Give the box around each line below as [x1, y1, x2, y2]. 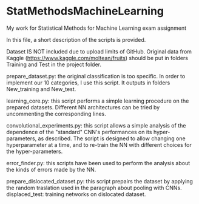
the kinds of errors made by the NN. [6, 166, 96, 173]
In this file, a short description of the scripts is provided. [6, 36, 146, 43]
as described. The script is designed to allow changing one [38, 135, 186, 142]
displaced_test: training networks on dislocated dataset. [6, 190, 146, 198]
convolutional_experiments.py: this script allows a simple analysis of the [6, 121, 186, 129]
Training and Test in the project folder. [6, 61, 102, 68]
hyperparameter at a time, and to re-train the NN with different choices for [6, 141, 192, 148]
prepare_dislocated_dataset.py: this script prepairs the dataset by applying [6, 177, 193, 185]
